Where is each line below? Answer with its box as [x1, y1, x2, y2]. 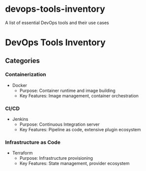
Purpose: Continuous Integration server [19, 121, 100, 127]
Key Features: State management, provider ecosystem [19, 161, 130, 167]
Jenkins [12, 116, 29, 122]
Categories [5, 57, 40, 65]
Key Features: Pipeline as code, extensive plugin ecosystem [19, 127, 141, 133]
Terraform [12, 150, 33, 156]
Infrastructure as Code [5, 139, 60, 146]
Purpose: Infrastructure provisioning [19, 155, 93, 161]
